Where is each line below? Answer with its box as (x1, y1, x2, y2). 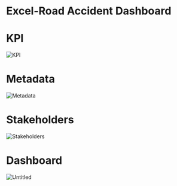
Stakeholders (6, 113, 74, 127)
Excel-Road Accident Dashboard (6, 4, 172, 18)
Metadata (6, 72, 55, 86)
